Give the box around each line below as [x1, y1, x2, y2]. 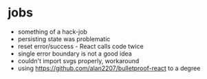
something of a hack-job [17, 27, 88, 36]
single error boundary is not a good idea [17, 49, 133, 58]
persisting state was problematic [17, 34, 111, 43]
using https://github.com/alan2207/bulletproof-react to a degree [17, 64, 201, 72]
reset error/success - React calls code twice [17, 42, 144, 50]
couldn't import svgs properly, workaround [17, 56, 140, 65]
